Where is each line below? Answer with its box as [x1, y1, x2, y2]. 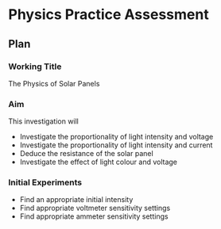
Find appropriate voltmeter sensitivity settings [19, 204, 171, 213]
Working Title [8, 61, 62, 72]
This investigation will [8, 116, 79, 126]
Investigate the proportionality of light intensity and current [19, 140, 213, 150]
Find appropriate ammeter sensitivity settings [19, 212, 169, 221]
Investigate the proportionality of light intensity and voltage [19, 132, 214, 142]
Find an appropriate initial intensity [19, 195, 134, 204]
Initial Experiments [8, 177, 82, 188]
